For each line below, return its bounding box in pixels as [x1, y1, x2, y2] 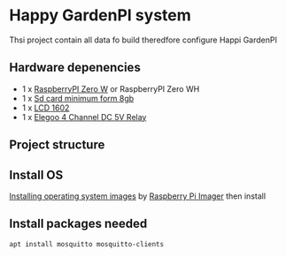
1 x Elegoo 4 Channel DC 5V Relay [21, 111, 147, 122]
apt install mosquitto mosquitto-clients [9, 239, 165, 248]
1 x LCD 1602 [21, 102, 70, 113]
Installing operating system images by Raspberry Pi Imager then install [9, 191, 267, 201]
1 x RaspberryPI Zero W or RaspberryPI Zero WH [21, 83, 200, 94]
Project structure [9, 138, 105, 153]
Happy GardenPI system [9, 5, 192, 26]
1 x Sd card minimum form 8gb [21, 93, 135, 103]
